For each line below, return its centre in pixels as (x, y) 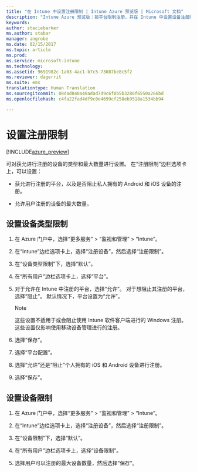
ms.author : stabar (28, 34)
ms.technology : (25, 66)
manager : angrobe (27, 39)
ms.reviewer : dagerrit (34, 77)
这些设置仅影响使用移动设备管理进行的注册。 (69, 327)
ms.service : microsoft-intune (43, 61)
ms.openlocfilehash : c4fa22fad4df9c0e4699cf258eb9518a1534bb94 (85, 99)
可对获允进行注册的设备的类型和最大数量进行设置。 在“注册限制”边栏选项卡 (96, 164)
